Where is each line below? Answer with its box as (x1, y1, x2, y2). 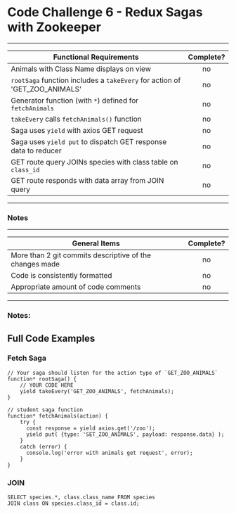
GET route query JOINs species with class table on (11, 157, 178, 167)
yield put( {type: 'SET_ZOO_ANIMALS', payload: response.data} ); (25, 430, 225, 438)
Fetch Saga (7, 353, 47, 363)
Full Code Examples (7, 332, 96, 345)
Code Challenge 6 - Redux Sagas (7, 4, 203, 20)
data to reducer (11, 146, 62, 155)
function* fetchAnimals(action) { (7, 412, 109, 419)
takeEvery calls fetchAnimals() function (11, 114, 142, 124)
